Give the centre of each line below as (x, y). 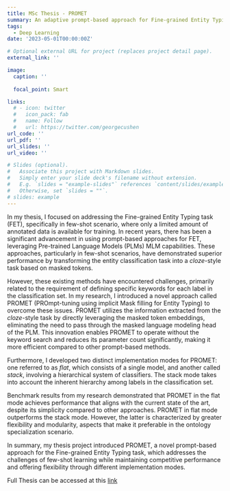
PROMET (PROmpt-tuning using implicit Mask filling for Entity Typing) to (108, 303)
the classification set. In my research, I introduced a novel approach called (112, 295)
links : (16, 102)
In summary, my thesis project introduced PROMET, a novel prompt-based (112, 445)
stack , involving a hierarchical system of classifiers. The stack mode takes (112, 374)
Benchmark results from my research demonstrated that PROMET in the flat (114, 395)
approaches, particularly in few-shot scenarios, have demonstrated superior (115, 253)
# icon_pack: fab (41, 115)
